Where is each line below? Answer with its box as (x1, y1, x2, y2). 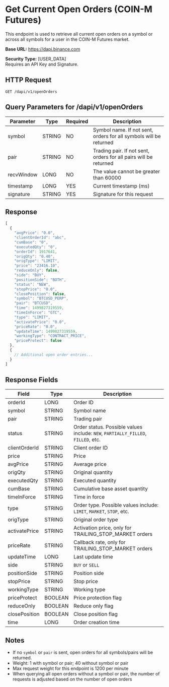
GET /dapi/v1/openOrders (5, 89, 57, 94)
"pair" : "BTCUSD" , (14, 301, 53, 306)
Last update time (73, 553, 113, 560)
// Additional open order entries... (14, 352, 94, 357)
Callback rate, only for (73, 539, 126, 546)
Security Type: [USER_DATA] (5, 55, 66, 61)
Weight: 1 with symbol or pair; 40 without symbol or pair (12, 660, 129, 666)
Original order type (73, 516, 118, 523)
